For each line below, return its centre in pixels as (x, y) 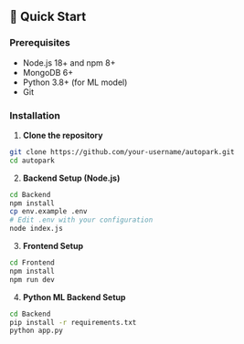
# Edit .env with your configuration (81, 220)
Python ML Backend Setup (74, 297)
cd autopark (32, 161)
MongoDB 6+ (48, 72)
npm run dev (32, 279)
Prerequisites (40, 43)
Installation (35, 115)
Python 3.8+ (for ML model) (75, 82)
